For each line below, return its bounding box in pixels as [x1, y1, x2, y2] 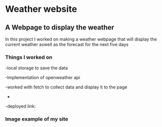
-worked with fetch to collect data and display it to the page [5, 84, 128, 90]
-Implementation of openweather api [5, 75, 81, 81]
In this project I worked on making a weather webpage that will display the [5, 36, 158, 42]
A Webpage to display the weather [5, 23, 114, 32]
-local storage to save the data [5, 65, 68, 71]
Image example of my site [5, 116, 69, 123]
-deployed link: [5, 103, 36, 109]
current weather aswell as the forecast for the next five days [5, 42, 129, 47]
